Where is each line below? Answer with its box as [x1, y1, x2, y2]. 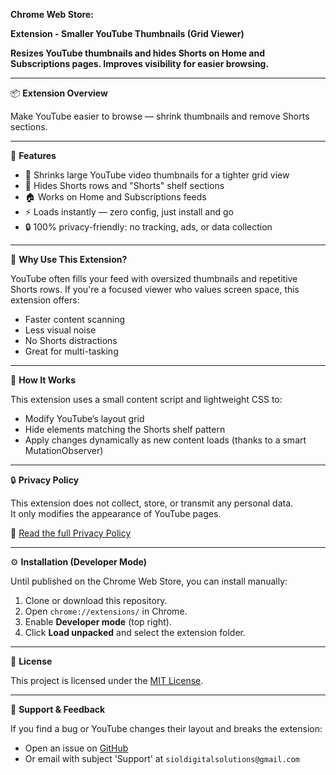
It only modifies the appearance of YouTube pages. [10, 508, 222, 519]
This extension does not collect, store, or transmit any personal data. [10, 497, 294, 509]
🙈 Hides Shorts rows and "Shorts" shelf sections [24, 180, 225, 191]
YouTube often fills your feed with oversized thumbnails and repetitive [10, 273, 298, 284]
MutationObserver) [24, 445, 104, 456]
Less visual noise [24, 324, 97, 336]
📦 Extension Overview [10, 87, 108, 99]
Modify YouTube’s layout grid [24, 413, 145, 424]
